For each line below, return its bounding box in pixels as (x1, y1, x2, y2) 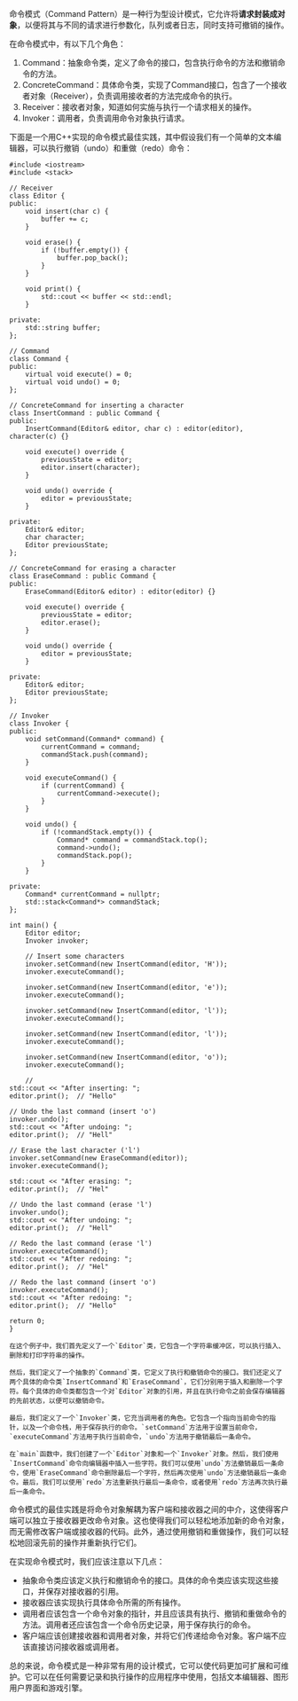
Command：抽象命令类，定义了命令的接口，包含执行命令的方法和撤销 (21, 58, 278, 67)
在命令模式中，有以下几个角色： (9, 39, 126, 49)
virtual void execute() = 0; (25, 370, 133, 379)
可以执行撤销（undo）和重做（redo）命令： (32, 143, 192, 153)
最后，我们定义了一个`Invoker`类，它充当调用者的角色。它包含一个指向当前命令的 (9, 1414, 270, 1423)
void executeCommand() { (25, 773, 117, 782)
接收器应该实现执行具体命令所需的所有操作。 (21, 1597, 186, 1608)
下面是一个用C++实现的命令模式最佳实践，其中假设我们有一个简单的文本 (9, 132, 274, 142)
